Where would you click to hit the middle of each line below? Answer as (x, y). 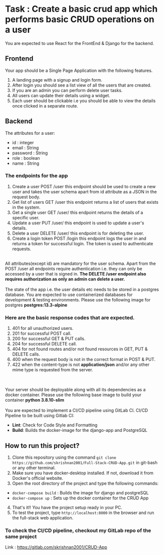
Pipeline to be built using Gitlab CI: (40, 416)
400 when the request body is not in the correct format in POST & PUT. (84, 360)
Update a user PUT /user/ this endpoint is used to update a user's (78, 223)
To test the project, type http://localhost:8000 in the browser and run (83, 512)
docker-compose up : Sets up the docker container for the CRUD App (80, 498)
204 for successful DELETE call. (44, 344)
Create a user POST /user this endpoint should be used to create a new (84, 186)
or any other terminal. (34, 468)
